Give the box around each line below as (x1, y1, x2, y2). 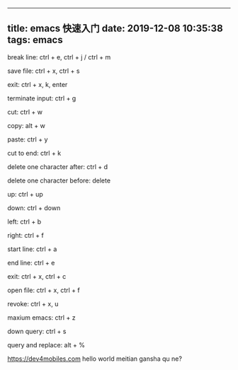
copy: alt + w (7, 121, 46, 129)
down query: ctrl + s (7, 327, 67, 335)
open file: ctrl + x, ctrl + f (7, 286, 80, 294)
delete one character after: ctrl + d (7, 162, 108, 170)
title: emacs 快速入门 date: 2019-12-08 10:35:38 (7, 23, 223, 35)
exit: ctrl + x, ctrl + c (7, 272, 67, 280)
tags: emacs (7, 34, 63, 46)
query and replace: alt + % (7, 340, 86, 349)
